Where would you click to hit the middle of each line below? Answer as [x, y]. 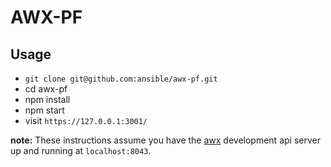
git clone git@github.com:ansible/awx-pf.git [121, 79]
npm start [44, 110]
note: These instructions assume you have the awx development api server [165, 140]
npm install [47, 99]
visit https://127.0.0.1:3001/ [86, 120]
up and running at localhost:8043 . [81, 150]
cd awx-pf [46, 89]
